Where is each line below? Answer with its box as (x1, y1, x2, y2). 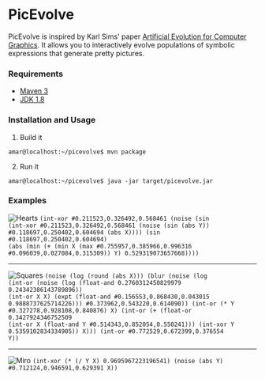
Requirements (8, 68, 64, 79)
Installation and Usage (8, 115, 96, 126)
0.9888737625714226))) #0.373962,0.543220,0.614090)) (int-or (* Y (8, 299, 235, 308)
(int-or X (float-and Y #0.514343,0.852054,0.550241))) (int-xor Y (8, 320, 235, 328)
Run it (19, 161, 39, 171)
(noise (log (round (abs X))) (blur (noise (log (44, 271, 207, 280)
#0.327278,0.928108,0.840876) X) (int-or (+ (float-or (8, 306, 192, 314)
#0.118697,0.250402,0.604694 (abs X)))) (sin (8, 228, 160, 237)
